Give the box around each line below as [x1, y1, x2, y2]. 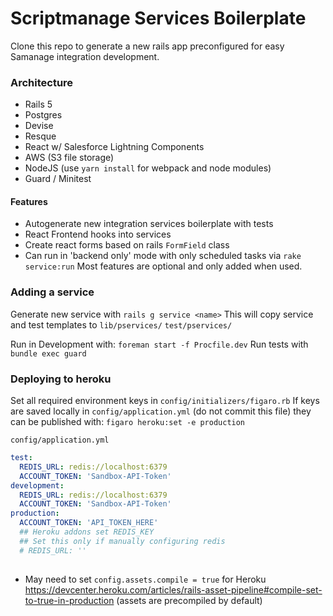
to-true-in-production [24, 594, 115, 606]
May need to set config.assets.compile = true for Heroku [24, 573, 267, 585]
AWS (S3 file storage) [24, 152, 115, 164]
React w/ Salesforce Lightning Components [24, 141, 205, 153]
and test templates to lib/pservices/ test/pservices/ [10, 318, 233, 331]
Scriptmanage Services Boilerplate [10, 7, 307, 30]
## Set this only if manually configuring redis [19, 536, 226, 546]
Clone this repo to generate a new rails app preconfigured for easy [10, 40, 285, 52]
